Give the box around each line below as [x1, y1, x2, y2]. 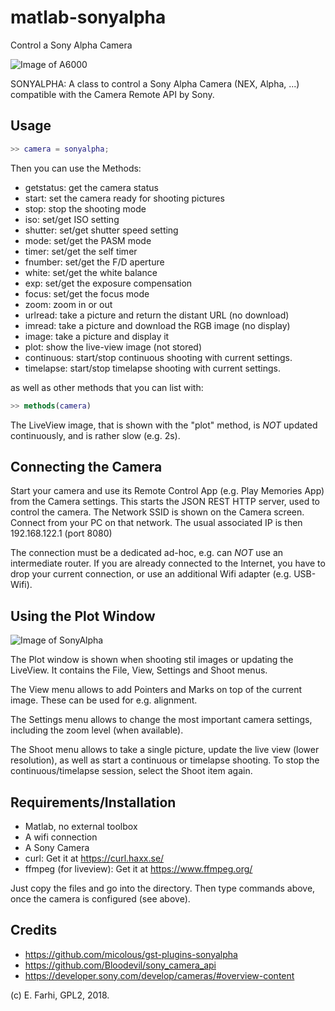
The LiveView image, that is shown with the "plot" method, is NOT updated [10, 419, 318, 431]
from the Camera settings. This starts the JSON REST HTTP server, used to [10, 496, 321, 508]
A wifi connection [24, 831, 98, 843]
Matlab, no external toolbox [24, 820, 138, 832]
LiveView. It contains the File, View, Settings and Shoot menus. [10, 664, 268, 676]
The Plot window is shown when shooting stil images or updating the [10, 654, 294, 666]
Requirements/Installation [10, 794, 177, 811]
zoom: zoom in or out [24, 298, 113, 310]
